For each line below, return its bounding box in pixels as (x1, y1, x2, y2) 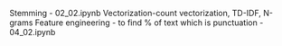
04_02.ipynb (9, 27, 56, 37)
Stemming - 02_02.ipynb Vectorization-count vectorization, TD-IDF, (9, 8, 262, 18)
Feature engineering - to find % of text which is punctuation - (34, 17, 264, 28)
